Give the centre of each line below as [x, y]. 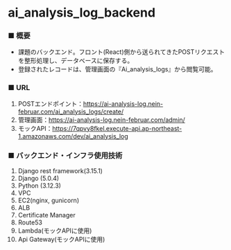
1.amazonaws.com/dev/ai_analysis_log [73, 136]
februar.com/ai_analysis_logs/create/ [71, 111]
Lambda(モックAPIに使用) [55, 231]
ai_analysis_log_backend [82, 13]
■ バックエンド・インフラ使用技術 [65, 155]
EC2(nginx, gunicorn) [49, 200]
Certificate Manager [46, 215]
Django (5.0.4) [38, 179]
